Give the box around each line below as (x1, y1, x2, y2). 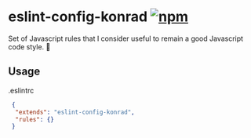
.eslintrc (8, 85, 35, 95)
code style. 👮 (8, 42, 51, 51)
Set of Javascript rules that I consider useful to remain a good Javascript (8, 34, 244, 43)
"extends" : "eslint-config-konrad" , (15, 108, 135, 116)
